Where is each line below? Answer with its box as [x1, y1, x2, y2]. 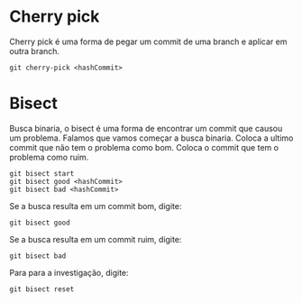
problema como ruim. [9, 151, 89, 162]
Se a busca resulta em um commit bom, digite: [9, 200, 182, 211]
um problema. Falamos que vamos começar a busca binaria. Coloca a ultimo [9, 133, 294, 143]
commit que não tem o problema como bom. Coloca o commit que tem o [9, 142, 279, 152]
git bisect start [9, 169, 75, 178]
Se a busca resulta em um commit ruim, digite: [9, 234, 182, 244]
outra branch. [9, 45, 60, 56]
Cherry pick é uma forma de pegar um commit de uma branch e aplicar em [9, 36, 288, 47]
